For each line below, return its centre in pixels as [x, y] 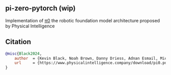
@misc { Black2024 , [24, 53]
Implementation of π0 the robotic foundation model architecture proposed [83, 20]
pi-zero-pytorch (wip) [40, 8]
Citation [18, 42]
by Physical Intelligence [30, 26]
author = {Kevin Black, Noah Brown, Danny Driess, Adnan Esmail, [86, 58]
